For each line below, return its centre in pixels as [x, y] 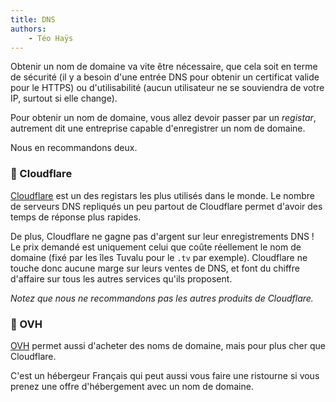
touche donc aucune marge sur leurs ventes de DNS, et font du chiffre [155, 268]
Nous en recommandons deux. [74, 148]
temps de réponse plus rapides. [76, 217]
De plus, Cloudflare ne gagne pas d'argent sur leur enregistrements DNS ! [162, 236]
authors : [28, 29]
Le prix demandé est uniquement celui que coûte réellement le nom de [156, 247]
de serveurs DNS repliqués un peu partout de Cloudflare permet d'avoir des [166, 206]
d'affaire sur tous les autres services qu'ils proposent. [121, 278]
